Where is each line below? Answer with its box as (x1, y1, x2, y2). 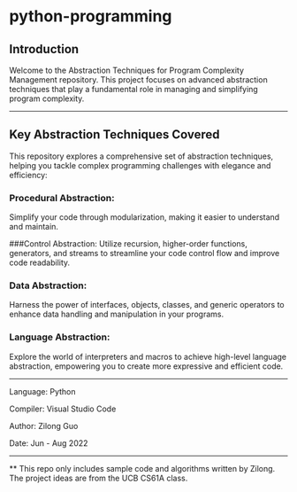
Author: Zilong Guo (9, 420, 79, 431)
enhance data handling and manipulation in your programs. (9, 308, 224, 320)
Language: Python (9, 386, 77, 396)
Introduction (9, 42, 80, 57)
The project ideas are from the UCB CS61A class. (9, 472, 188, 483)
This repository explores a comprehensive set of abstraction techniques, (9, 151, 274, 161)
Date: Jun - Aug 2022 (9, 437, 88, 449)
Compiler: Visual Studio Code (9, 403, 117, 414)
